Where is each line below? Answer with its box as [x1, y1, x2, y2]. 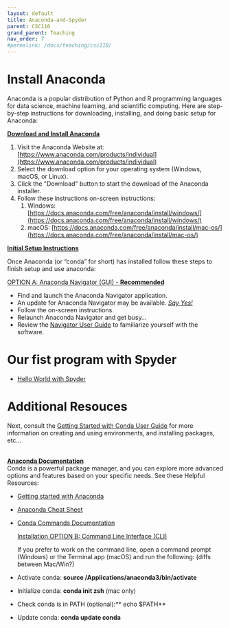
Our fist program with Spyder [7, 352, 177, 368]
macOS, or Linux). [16, 172, 69, 180]
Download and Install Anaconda [7, 129, 100, 138]
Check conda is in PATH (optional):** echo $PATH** [16, 600, 166, 608]
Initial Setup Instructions [7, 243, 79, 252]
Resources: [7, 479, 39, 487]
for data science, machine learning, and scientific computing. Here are [7, 101, 207, 110]
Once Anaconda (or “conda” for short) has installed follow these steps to [7, 257, 213, 266]
